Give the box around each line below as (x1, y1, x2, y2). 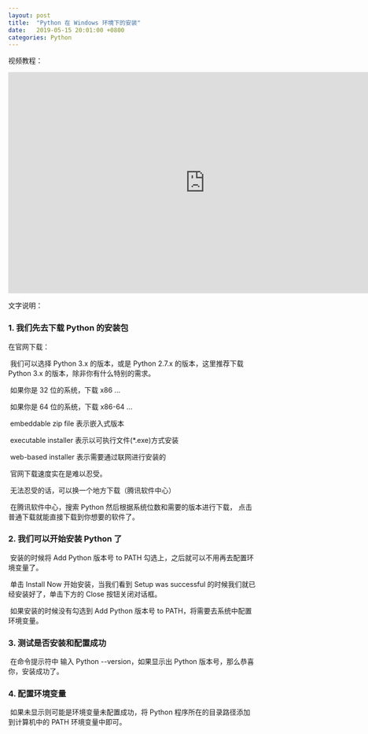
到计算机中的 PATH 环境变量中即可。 (8, 717, 127, 727)
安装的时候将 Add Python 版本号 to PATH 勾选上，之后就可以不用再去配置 (9, 552, 248, 562)
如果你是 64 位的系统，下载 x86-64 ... (9, 402, 133, 411)
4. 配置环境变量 (8, 688, 67, 699)
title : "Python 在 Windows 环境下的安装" (8, 19, 142, 27)
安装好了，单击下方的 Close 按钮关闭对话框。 (14, 589, 162, 599)
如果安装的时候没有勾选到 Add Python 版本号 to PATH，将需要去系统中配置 (9, 606, 252, 615)
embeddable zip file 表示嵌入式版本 (9, 419, 124, 428)
